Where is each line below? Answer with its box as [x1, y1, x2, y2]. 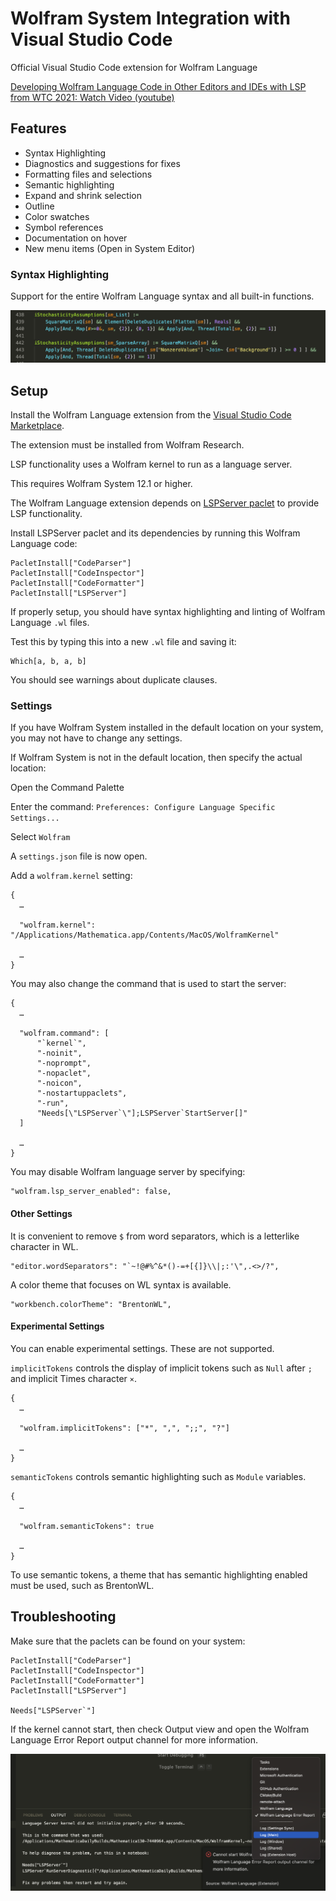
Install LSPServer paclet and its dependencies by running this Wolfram [10, 527, 301, 539]
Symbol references [24, 221, 104, 233]
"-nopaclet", [36, 1068, 92, 1079]
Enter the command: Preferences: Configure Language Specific [10, 801, 276, 813]
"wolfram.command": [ [19, 1028, 110, 1039]
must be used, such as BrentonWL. [10, 1579, 155, 1591]
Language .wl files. [10, 617, 90, 629]
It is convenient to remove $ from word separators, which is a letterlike [10, 1230, 300, 1242]
